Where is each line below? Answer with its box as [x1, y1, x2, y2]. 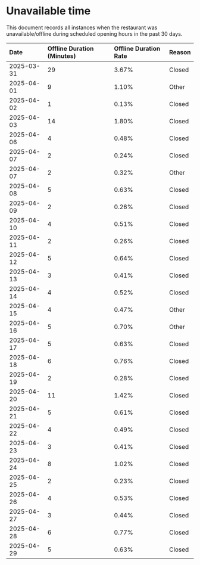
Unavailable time [6, 4, 91, 18]
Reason [168, 48, 191, 56]
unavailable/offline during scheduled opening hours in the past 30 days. [6, 30, 183, 37]
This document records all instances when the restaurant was [6, 24, 158, 31]
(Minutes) [47, 52, 76, 60]
